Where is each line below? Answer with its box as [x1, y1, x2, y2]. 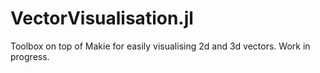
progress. [10, 50, 50, 62]
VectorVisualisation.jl [10, 7, 194, 30]
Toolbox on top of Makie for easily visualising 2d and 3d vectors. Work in [10, 40, 311, 52]
